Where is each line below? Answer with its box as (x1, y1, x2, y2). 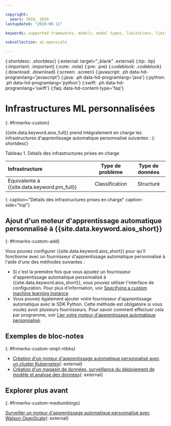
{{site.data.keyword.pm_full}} (8, 184, 77, 191)
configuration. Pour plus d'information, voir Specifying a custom (12, 285, 148, 291)
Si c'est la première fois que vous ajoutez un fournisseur (12, 268, 131, 275)
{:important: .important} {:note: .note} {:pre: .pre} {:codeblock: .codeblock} (5, 64, 162, 70)
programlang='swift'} (5, 85, 50, 92)
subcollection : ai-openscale (5, 40, 67, 45)
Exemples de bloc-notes (5, 332, 84, 341)
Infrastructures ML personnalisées (5, 103, 155, 114)
